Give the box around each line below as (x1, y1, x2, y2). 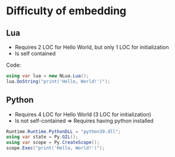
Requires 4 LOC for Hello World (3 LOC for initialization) (14, 111, 152, 118)
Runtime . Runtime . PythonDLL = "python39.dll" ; (6, 128, 121, 134)
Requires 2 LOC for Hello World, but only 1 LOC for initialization (14, 43, 169, 51)
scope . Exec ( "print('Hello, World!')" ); (6, 145, 105, 151)
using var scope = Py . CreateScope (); (6, 140, 100, 146)
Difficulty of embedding (6, 4, 127, 18)
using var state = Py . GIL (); (6, 134, 79, 140)
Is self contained (14, 50, 56, 57)
